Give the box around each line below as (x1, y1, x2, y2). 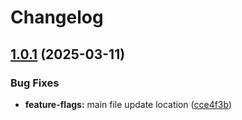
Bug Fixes (10, 76, 60, 90)
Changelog (10, 6, 104, 29)
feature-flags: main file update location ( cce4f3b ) (24, 98, 233, 110)
